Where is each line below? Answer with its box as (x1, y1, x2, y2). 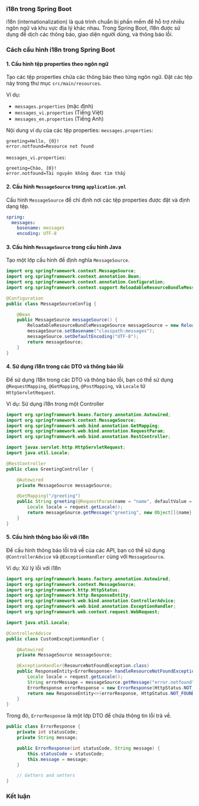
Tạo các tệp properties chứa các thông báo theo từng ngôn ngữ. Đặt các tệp (6, 74, 192, 81)
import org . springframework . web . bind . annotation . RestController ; (6, 434, 171, 440)
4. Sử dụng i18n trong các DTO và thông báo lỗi (6, 363, 124, 370)
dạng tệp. (6, 202, 30, 209)
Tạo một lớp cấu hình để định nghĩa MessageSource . (6, 257, 130, 264)
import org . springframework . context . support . (6, 284, 120, 291)
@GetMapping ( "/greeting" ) (17, 493, 81, 499)
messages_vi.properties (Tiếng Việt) (14, 109, 104, 116)
